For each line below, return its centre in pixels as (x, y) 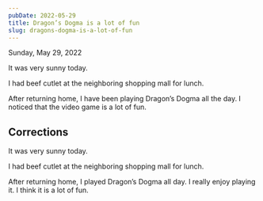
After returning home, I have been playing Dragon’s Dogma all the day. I (125, 99)
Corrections (38, 132)
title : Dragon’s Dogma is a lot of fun (74, 23)
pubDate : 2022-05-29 (42, 15)
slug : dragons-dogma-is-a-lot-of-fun (71, 30)
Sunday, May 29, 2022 (45, 53)
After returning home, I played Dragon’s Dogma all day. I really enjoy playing (132, 182)
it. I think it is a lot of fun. (48, 190)
